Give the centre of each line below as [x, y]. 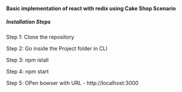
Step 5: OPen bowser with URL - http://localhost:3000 [72, 83]
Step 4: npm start [28, 71]
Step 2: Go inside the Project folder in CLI [57, 48]
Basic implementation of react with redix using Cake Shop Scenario [91, 8]
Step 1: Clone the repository [40, 37]
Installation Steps [29, 22]
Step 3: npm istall [27, 60]
